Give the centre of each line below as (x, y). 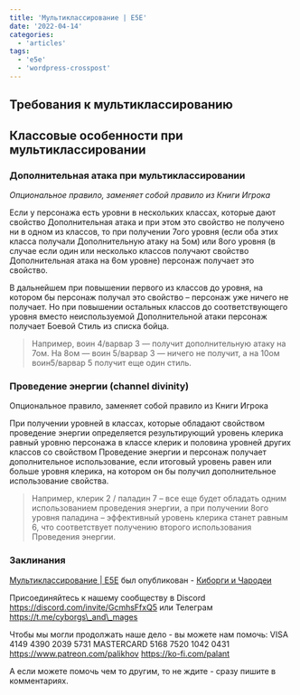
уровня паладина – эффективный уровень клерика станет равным (159, 518)
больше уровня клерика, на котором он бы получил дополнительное (143, 472)
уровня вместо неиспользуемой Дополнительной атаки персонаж (139, 316)
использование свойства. (59, 481)
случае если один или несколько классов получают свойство (129, 250)
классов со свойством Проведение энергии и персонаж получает (138, 452)
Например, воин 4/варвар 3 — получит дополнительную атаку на (159, 343)
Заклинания (37, 560)
